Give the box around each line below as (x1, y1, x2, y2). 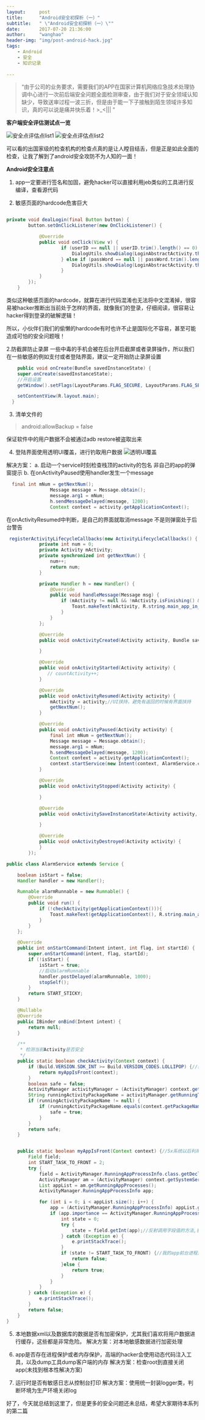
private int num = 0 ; (38, 541, 95, 547)
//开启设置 (17, 376, 41, 382)
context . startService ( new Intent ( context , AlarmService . (49, 761, 198, 767)
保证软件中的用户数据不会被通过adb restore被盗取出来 (6, 435, 142, 443)
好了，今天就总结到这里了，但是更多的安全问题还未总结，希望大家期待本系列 (6, 1399, 199, 1407)
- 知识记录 (17, 60, 41, 66)
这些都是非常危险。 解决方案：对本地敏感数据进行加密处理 (36, 1338, 183, 1345)
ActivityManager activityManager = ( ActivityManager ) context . (28, 1087, 192, 1093)
